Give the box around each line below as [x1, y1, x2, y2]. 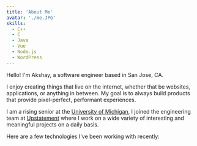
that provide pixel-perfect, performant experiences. [6, 96, 136, 103]
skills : [6, 20, 26, 26]
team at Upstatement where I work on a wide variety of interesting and [6, 114, 185, 122]
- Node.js [12, 49, 37, 55]
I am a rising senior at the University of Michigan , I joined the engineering [6, 108, 191, 115]
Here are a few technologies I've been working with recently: [6, 133, 160, 140]
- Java [12, 37, 29, 43]
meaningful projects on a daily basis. [6, 120, 99, 128]
